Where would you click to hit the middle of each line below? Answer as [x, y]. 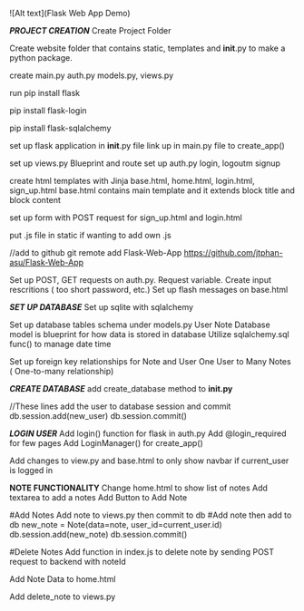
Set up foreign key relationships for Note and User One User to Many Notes [151, 361]
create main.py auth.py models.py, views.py [92, 75]
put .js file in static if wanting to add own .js [90, 235]
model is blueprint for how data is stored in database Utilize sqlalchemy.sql [149, 334]
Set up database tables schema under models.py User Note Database [140, 325]
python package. [41, 58]
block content [35, 200]
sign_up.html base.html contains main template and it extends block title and [152, 190]
